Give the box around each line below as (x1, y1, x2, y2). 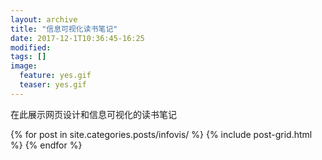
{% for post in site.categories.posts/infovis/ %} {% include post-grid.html (10, 128, 313, 140)
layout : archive (10, 14, 78, 25)
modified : (10, 42, 52, 53)
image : (10, 61, 38, 71)
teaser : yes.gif (19, 80, 87, 90)
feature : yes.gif (19, 71, 92, 81)
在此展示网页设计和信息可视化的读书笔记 (10, 108, 177, 120)
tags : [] (10, 52, 47, 62)
